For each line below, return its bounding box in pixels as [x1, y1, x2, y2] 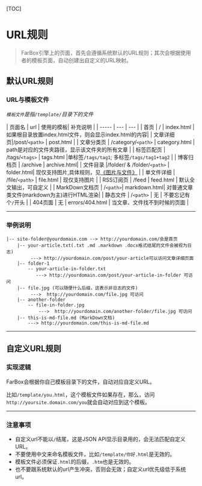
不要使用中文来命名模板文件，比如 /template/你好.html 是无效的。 [14, 450, 176, 458]
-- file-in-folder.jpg [28, 301, 85, 308]
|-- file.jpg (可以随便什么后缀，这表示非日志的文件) [17, 285, 138, 291]
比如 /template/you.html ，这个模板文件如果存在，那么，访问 [6, 391, 155, 398]
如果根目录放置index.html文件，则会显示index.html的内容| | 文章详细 [6, 131, 175, 138]
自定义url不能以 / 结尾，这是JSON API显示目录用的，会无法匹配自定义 [14, 435, 186, 443]
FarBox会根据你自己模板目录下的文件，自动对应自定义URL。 [6, 378, 155, 385]
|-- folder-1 [17, 260, 50, 267]
